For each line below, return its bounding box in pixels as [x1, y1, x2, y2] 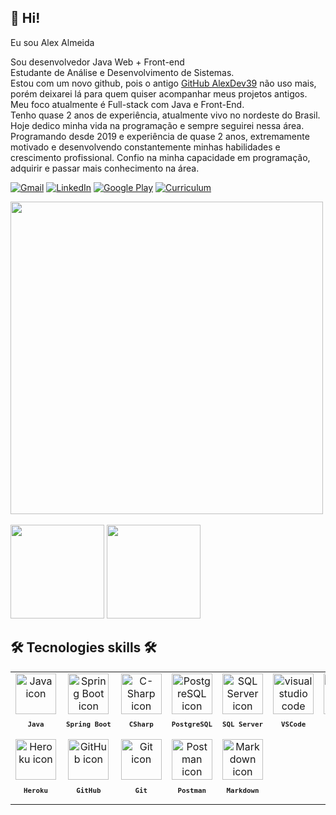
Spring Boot [66, 720, 112, 730]
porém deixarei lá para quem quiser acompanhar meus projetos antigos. [10, 87, 308, 100]
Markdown [226, 786, 260, 796]
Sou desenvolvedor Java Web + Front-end [10, 56, 185, 68]
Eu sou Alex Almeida [10, 36, 95, 48]
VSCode [281, 720, 307, 730]
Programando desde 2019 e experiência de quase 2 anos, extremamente [10, 130, 310, 142]
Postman [177, 786, 207, 796]
